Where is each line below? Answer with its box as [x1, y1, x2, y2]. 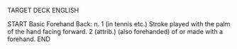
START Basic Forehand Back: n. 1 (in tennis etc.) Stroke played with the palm [7, 20, 231, 28]
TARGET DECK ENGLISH [7, 6, 79, 14]
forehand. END [7, 35, 51, 43]
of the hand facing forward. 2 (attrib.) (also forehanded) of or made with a [7, 28, 224, 36]
